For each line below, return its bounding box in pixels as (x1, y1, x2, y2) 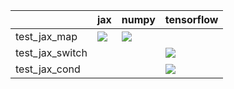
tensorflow (164, 13, 219, 26)
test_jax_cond (15, 62, 81, 76)
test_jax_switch (15, 46, 88, 59)
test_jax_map (15, 30, 78, 43)
